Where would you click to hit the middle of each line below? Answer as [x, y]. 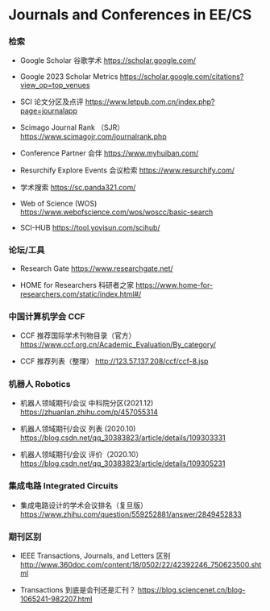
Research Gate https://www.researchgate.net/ [96, 268]
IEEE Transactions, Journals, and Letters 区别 [95, 555]
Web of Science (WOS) [58, 204]
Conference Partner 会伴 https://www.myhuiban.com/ [109, 153]
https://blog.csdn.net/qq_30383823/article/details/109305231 [123, 463]
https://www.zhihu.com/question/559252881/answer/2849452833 [131, 514]
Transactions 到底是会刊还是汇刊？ [78, 589]
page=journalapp [49, 111]
